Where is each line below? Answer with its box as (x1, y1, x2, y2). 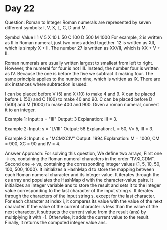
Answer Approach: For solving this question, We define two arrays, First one (5, 150, 162, 156)
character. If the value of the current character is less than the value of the (5, 203, 158, 209)
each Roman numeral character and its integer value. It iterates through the (5, 171, 160, 177)
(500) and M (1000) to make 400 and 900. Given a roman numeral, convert (5, 101, 159, 107)
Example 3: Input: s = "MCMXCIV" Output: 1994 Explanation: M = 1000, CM (5, 135, 160, 141)
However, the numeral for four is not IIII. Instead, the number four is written (5, 65, 159, 71)
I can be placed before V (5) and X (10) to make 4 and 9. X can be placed (5, 91, 156, 97)
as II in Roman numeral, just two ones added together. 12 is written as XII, (5, 39, 156, 45)
